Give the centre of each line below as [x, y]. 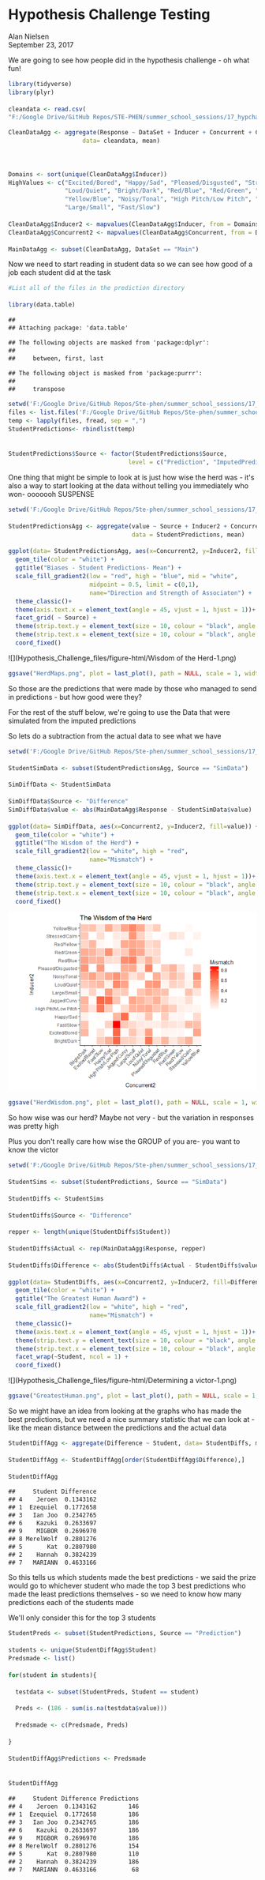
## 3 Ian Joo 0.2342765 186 [74, 1822]
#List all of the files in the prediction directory [97, 288]
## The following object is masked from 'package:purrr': [105, 374]
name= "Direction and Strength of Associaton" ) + [171, 593]
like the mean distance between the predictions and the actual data [118, 1428]
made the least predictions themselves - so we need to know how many [125, 1594]
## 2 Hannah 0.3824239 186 [74, 1862]
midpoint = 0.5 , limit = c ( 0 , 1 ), [144, 585]
